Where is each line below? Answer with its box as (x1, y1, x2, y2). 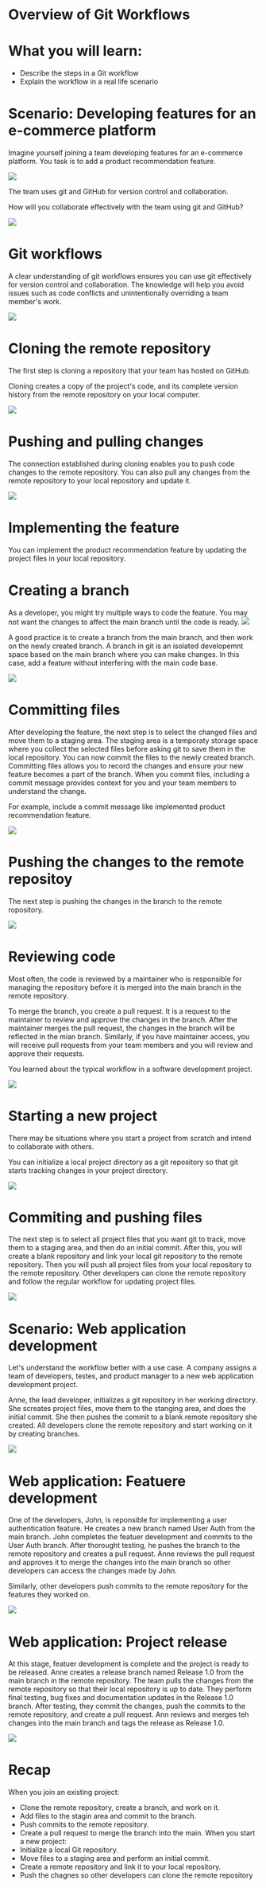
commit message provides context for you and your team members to (8, 778, 237, 788)
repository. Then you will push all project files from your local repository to (8, 1260, 252, 1269)
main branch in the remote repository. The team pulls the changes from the (8, 1676, 254, 1686)
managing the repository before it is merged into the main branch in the (8, 982, 242, 992)
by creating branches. (8, 1429, 80, 1439)
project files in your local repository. (8, 553, 126, 563)
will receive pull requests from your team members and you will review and (8, 1040, 253, 1050)
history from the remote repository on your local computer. (8, 389, 201, 399)
